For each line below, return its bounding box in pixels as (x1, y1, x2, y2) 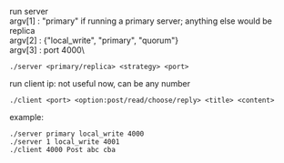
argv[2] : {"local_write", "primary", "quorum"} (9, 35, 179, 46)
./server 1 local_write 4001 (9, 138, 120, 147)
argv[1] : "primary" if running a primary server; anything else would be (9, 15, 273, 26)
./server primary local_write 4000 (9, 129, 145, 138)
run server (9, 6, 48, 16)
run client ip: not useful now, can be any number (9, 78, 191, 88)
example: (9, 112, 44, 122)
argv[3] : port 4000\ (9, 45, 85, 56)
